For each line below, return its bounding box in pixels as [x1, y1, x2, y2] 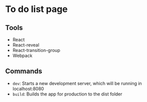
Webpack [12, 52, 33, 58]
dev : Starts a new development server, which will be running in [12, 80, 142, 86]
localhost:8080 [12, 85, 44, 91]
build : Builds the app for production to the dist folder [12, 91, 122, 97]
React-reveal [12, 42, 39, 48]
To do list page [5, 3, 68, 15]
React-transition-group [12, 47, 60, 53]
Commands [5, 67, 43, 75]
